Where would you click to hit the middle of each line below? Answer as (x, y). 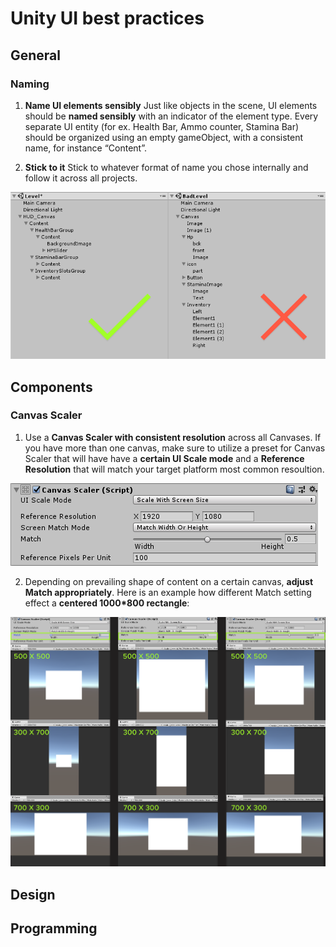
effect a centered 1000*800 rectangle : (107, 603)
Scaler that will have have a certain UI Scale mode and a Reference (164, 458)
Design (33, 894)
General (36, 55)
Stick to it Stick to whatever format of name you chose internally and (166, 167)
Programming (54, 928)
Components (51, 387)
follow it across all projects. (81, 178)
